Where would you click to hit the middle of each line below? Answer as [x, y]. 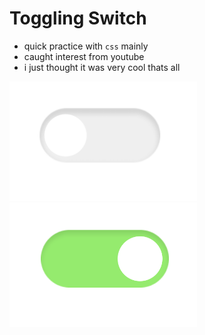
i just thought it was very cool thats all [102, 67]
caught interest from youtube [84, 56]
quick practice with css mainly [86, 46]
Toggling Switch [78, 18]
